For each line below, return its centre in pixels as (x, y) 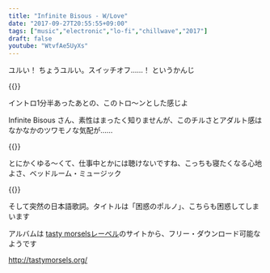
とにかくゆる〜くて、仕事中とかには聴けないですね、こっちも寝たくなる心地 (135, 164)
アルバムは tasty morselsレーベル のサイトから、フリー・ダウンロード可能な (135, 234)
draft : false (30, 38)
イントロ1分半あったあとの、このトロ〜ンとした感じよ (98, 103)
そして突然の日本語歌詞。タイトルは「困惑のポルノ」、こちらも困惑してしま (134, 207)
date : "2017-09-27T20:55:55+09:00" (68, 23)
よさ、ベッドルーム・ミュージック (65, 173)
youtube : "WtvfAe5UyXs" (49, 46)
